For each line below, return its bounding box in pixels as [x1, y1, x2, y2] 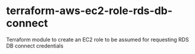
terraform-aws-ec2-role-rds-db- [6, 4, 173, 18]
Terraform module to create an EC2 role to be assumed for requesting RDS [6, 36, 189, 43]
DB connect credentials [6, 42, 64, 49]
